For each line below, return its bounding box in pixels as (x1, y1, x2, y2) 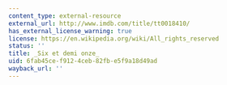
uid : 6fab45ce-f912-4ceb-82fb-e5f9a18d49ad (8, 57, 158, 66)
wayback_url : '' (8, 65, 63, 73)
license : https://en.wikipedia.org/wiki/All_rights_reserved (8, 34, 220, 43)
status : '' (8, 42, 45, 50)
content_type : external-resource (8, 11, 122, 20)
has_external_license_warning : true (8, 27, 132, 35)
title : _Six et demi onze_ (8, 49, 100, 57)
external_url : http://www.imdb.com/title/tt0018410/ (8, 19, 191, 28)
